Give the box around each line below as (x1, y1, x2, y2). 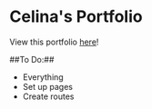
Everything (22, 71, 64, 83)
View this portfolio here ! (9, 36, 99, 47)
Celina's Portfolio (9, 6, 143, 27)
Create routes (22, 91, 75, 102)
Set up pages (22, 81, 73, 92)
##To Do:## (9, 54, 55, 64)
